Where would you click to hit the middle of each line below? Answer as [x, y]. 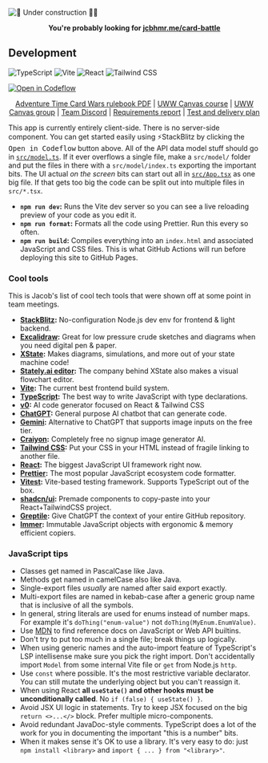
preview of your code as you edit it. [78, 215]
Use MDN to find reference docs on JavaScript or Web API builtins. [130, 631]
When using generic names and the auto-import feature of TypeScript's [138, 648]
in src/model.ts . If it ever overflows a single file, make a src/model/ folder [130, 156]
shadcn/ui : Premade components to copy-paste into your [115, 499]
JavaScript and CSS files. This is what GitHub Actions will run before [133, 249]
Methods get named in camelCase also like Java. [100, 580]
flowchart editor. [47, 379]
